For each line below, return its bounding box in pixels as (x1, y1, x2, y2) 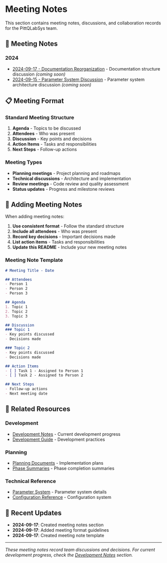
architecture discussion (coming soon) (12, 81, 91, 87)
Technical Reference (5, 478, 56, 484)
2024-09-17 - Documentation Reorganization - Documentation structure (12, 66, 161, 72)
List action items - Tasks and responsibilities (12, 239, 105, 245)
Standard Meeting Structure (5, 114, 75, 121)
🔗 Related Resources (5, 405, 71, 413)
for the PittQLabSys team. (5, 25, 58, 31)
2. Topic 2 (5, 309, 28, 314)
